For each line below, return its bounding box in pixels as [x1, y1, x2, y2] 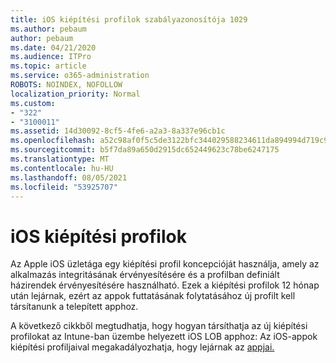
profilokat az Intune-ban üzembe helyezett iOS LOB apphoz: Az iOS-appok [10, 331, 318, 343]
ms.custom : [10, 98, 56, 108]
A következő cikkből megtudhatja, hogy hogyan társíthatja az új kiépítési [10, 320, 308, 332]
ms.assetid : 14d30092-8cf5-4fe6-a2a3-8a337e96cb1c [10, 126, 226, 136]
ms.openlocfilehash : [10, 136, 97, 146]
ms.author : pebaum [10, 24, 87, 34]
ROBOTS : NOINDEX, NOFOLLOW [10, 80, 123, 90]
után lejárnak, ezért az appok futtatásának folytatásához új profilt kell [10, 290, 296, 302]
